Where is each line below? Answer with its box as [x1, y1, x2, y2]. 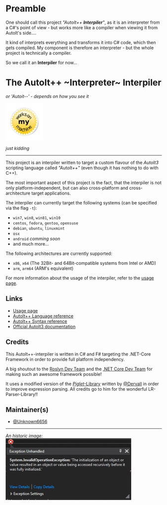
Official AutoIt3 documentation [12, 323, 76, 329]
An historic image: [5, 433, 43, 439]
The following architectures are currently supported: [5, 251, 112, 256]
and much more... [12, 241, 49, 247]
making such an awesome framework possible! [5, 371, 102, 377]
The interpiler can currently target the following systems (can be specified [5, 200, 158, 205]
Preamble [5, 3, 46, 14]
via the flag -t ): [5, 205, 37, 211]
